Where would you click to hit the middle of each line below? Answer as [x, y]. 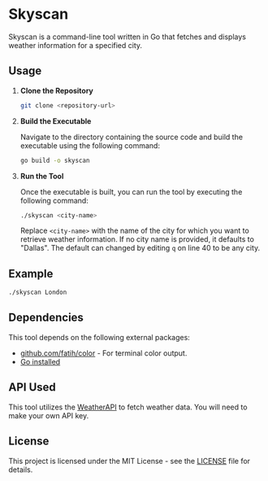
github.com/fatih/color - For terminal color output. [104, 353]
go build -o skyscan [55, 160]
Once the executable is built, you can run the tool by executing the [131, 191]
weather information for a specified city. [76, 45]
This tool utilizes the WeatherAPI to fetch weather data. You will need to [128, 407]
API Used [32, 387]
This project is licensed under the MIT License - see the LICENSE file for [129, 461]
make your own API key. [49, 415]
